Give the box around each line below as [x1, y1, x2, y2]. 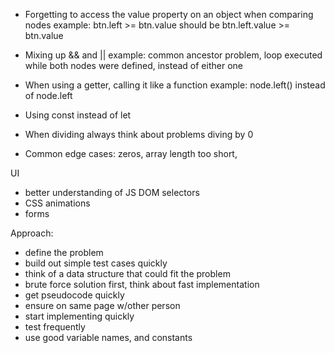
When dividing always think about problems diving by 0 [24, 129, 254, 140]
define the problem [24, 247, 104, 258]
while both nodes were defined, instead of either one [24, 60, 243, 71]
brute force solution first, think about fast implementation [24, 279, 260, 290]
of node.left [24, 90, 73, 101]
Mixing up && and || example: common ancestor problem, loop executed [24, 49, 323, 61]
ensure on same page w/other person [24, 300, 181, 311]
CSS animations [24, 197, 91, 209]
